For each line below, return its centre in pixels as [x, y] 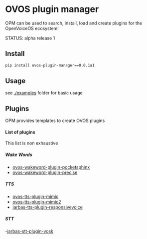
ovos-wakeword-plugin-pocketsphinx [51, 167]
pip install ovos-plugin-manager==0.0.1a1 [50, 65]
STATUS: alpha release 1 [30, 38]
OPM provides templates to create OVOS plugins [55, 120]
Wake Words [19, 155]
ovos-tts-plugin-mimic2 [37, 202]
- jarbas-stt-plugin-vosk [29, 231]
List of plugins [20, 132]
